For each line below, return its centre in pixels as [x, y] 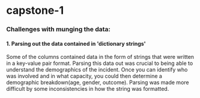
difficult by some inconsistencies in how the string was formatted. [88, 89]
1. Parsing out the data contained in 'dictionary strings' [76, 43]
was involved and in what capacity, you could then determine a [84, 76]
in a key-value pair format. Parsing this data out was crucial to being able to [100, 63]
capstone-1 [35, 11]
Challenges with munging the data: [59, 29]
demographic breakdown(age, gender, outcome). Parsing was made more [98, 82]
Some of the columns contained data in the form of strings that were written [100, 57]
